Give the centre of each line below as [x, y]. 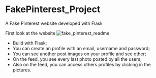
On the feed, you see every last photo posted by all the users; [77, 59]
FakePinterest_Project [53, 9]
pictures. [22, 70]
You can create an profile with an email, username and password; [81, 48]
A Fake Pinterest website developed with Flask [54, 23]
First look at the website [30, 33]
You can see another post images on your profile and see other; [79, 54]
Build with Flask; [30, 43]
